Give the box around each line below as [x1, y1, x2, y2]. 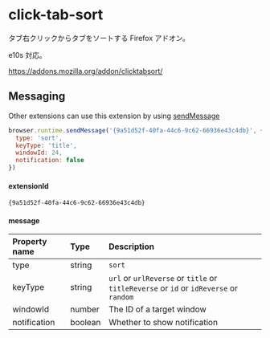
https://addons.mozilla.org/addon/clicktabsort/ [8, 66, 163, 75]
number [70, 303, 100, 315]
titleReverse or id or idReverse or [108, 283, 239, 294]
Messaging [8, 90, 66, 104]
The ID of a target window [108, 303, 207, 315]
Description [108, 241, 155, 252]
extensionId [8, 181, 50, 190]
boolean [70, 317, 101, 328]
